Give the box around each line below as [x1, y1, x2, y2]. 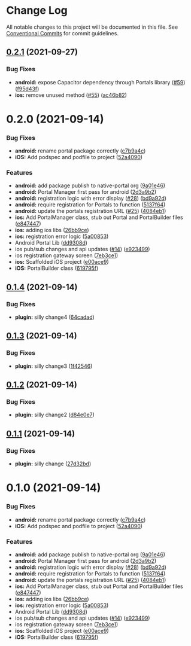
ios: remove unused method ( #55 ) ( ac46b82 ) [14, 91, 128, 99]
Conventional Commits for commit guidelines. [6, 29, 119, 36]
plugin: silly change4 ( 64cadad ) [14, 313, 95, 321]
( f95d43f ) [14, 85, 40, 92]
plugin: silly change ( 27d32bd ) [14, 460, 92, 467]
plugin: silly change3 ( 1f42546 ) [14, 362, 93, 370]
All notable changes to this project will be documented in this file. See [6, 23, 178, 31]
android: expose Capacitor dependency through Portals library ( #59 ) [14, 78, 186, 86]
